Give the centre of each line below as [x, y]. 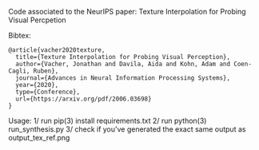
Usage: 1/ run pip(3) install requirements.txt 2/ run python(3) [108, 120]
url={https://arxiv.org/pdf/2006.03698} [84, 99]
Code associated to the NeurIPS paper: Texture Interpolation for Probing [127, 12]
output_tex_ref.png [39, 138]
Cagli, [19, 71]
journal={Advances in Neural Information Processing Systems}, [123, 78]
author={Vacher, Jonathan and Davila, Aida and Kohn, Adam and [123, 64]
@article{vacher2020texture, [57, 50]
